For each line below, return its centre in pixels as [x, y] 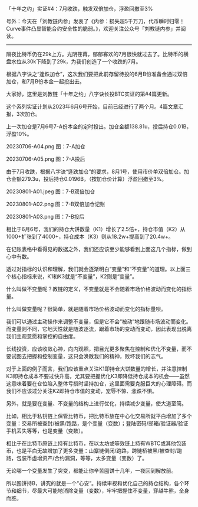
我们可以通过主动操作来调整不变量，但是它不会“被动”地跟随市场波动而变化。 [99, 321]
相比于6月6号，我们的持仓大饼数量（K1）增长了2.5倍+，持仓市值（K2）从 [96, 229]
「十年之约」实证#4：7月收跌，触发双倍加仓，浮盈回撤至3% [80, 9]
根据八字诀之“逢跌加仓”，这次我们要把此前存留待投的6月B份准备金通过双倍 [97, 74]
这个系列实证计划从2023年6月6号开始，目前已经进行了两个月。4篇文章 [92, 106]
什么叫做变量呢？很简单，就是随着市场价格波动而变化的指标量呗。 [86, 309]
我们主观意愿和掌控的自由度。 [42, 336]
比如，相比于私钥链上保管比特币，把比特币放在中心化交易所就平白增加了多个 [99, 416]
